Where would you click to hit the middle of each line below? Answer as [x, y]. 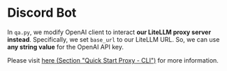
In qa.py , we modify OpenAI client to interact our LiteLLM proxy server [109, 32]
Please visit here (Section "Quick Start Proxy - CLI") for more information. [113, 60]
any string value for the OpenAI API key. [66, 47]
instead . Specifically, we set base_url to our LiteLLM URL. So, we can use [113, 39]
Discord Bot [42, 13]
